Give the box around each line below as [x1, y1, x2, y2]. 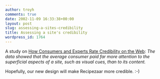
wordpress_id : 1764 [5, 35, 46, 40]
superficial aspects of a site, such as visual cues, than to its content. [5, 59, 146, 65]
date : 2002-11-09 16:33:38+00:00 [5, 16, 74, 21]
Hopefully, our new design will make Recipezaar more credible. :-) [5, 68, 140, 74]
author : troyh [5, 7, 35, 12]
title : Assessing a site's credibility [5, 30, 88, 35]
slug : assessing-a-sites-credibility [5, 26, 83, 31]
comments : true [5, 12, 37, 17]
